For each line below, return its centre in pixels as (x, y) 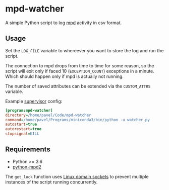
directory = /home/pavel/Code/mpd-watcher (48, 115)
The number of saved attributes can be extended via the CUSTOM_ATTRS (78, 86)
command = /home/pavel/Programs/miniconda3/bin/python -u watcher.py (78, 120)
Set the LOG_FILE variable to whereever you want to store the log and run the (84, 50)
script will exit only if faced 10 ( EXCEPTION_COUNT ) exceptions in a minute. (80, 71)
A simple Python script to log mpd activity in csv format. (64, 23)
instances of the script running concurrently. (51, 182)
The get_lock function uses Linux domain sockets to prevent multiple (77, 176)
